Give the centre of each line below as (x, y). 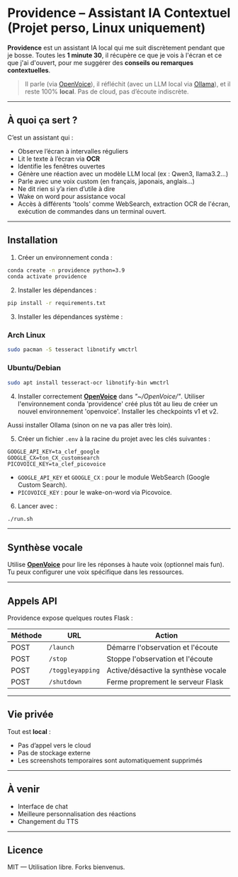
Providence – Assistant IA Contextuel (119, 13)
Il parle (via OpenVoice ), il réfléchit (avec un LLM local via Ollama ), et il (127, 84)
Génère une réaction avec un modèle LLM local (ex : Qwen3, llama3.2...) (123, 173)
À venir (24, 790)
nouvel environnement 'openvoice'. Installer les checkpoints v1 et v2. (118, 411)
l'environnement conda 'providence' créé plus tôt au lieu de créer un (118, 403)
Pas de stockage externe (54, 752)
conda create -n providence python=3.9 (66, 270)
